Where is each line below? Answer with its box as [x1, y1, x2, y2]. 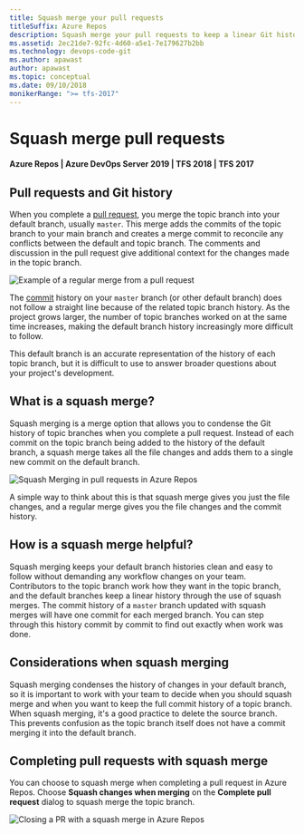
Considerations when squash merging [9, 655, 229, 671]
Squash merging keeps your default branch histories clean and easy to [9, 561, 273, 572]
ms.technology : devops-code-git [9, 47, 131, 56]
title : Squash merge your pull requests [9, 13, 165, 23]
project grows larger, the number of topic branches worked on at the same [9, 312, 288, 323]
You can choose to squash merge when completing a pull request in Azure [9, 777, 288, 789]
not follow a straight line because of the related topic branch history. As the [9, 302, 290, 313]
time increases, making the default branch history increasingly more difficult [9, 321, 294, 332]
